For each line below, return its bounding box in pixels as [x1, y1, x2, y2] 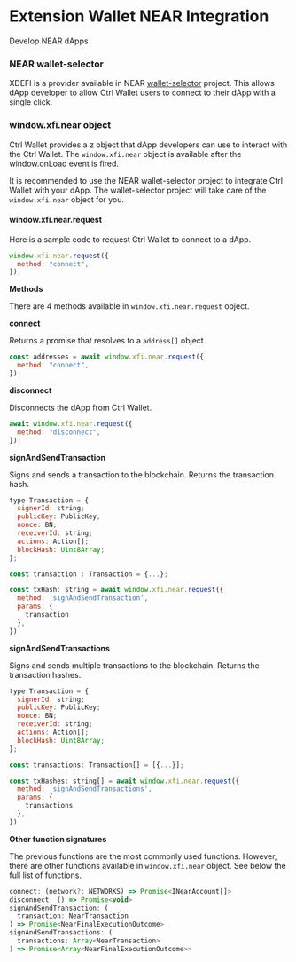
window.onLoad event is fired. [9, 158, 120, 169]
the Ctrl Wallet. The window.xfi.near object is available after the [9, 148, 242, 159]
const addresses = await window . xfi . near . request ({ [9, 352, 204, 361]
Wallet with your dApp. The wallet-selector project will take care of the [9, 185, 267, 195]
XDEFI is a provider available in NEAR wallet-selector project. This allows [9, 78, 275, 89]
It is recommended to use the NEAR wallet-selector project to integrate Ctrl [9, 175, 284, 185]
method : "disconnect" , [17, 428, 101, 437]
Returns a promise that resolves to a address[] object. [9, 335, 206, 346]
